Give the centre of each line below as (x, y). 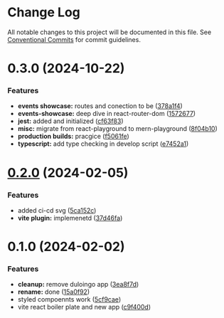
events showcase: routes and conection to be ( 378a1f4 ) (100, 106)
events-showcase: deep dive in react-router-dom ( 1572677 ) (107, 114)
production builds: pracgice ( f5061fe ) (73, 137)
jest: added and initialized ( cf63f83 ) (70, 121)
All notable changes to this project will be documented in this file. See (110, 32)
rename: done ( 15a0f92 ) (54, 292)
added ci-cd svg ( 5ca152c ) (57, 210)
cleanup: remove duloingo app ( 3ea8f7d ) (78, 285)
